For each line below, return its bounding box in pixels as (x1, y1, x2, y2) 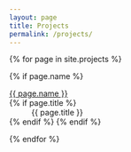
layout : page (9, 12, 58, 22)
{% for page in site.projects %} (9, 54, 122, 65)
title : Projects (9, 21, 69, 30)
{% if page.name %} (9, 71, 84, 82)
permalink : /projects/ (9, 29, 93, 38)
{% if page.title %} (9, 98, 77, 108)
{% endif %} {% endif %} (9, 116, 102, 127)
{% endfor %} (9, 134, 60, 145)
